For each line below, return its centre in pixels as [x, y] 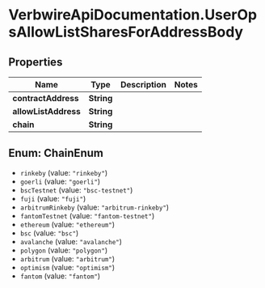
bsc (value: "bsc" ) [49, 233]
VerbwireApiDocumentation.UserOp [132, 15]
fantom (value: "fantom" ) [60, 276]
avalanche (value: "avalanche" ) [71, 241]
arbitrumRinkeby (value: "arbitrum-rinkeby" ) [95, 207]
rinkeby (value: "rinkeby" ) [63, 172]
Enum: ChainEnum [56, 153]
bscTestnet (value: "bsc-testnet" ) [76, 190]
